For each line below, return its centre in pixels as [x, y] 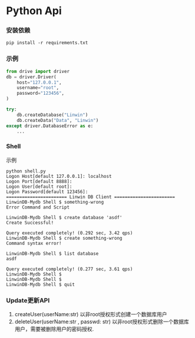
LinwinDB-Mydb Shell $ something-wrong [55, 202]
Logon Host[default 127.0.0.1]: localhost [59, 176]
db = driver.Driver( [32, 77]
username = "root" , [38, 88]
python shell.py [26, 171]
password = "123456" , [41, 93]
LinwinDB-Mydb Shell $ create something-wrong [64, 238]
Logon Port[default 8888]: [39, 181]
